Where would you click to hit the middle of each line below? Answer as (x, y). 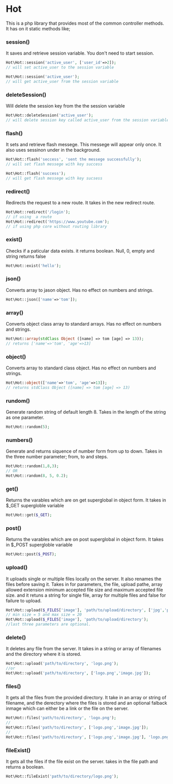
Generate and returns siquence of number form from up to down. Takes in (84, 451)
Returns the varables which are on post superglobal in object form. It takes (85, 539)
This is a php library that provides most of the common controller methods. (85, 23)
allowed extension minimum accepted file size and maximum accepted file (84, 590)
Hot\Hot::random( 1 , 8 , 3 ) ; (32, 466)
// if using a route (29, 217)
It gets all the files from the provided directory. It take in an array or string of (86, 698)
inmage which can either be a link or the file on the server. (67, 708)
